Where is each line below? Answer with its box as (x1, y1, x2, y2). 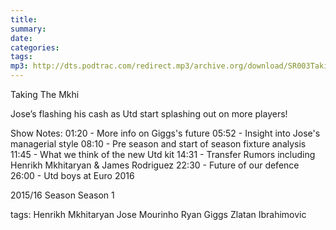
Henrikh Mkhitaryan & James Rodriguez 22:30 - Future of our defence (10, 159, 300, 171)
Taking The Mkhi (10, 89, 80, 100)
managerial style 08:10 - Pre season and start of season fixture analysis (10, 138, 307, 150)
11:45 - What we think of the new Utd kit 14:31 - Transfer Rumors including (10, 149, 316, 160)
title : (10, 14, 38, 25)
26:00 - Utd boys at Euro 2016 (10, 170, 135, 181)
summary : (10, 24, 47, 34)
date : (10, 33, 33, 43)
